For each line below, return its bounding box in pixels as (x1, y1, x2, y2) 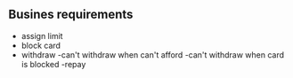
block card (20, 40, 61, 51)
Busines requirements (8, 7, 134, 22)
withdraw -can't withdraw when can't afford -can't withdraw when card (20, 49, 285, 60)
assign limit (20, 30, 63, 41)
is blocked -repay (20, 58, 86, 69)
